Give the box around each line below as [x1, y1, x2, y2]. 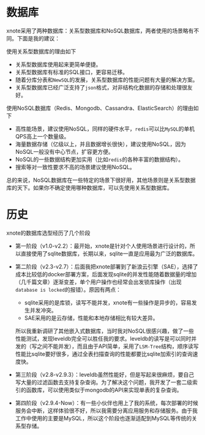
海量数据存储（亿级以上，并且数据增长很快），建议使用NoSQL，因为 [15, 140, 187, 148]
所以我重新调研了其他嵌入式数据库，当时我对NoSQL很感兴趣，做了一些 [15, 327, 195, 335]
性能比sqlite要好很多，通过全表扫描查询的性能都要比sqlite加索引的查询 [15, 350, 193, 357]
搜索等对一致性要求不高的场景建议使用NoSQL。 [15, 163, 136, 170]
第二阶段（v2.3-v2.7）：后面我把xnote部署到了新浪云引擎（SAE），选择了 [15, 263, 199, 270]
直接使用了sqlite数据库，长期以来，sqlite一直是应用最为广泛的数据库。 [20, 249, 198, 257]
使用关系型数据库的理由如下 [6, 47, 76, 55]
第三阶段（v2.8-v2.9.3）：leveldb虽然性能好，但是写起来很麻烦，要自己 [15, 371, 195, 378]
